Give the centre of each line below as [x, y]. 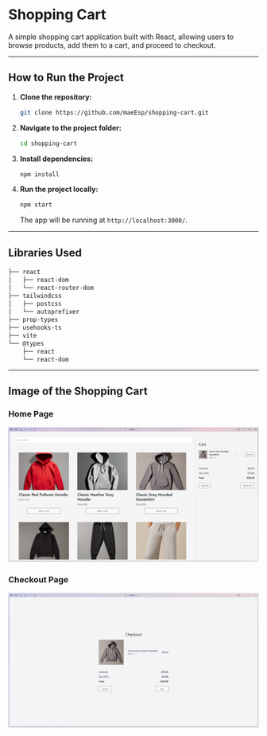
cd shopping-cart [48, 143]
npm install [39, 174]
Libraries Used [45, 253]
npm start [36, 205]
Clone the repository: [56, 96]
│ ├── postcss [35, 304]
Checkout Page [39, 580]
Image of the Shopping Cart [78, 391]
